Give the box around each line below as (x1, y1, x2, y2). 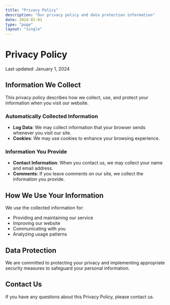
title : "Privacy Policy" (5, 7, 59, 13)
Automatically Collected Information (5, 113, 99, 120)
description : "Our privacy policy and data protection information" (5, 12, 155, 17)
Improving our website (12, 220, 61, 226)
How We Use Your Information (5, 191, 104, 200)
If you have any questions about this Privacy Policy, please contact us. (5, 294, 154, 300)
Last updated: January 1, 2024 (5, 66, 70, 72)
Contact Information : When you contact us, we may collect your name (12, 160, 163, 166)
